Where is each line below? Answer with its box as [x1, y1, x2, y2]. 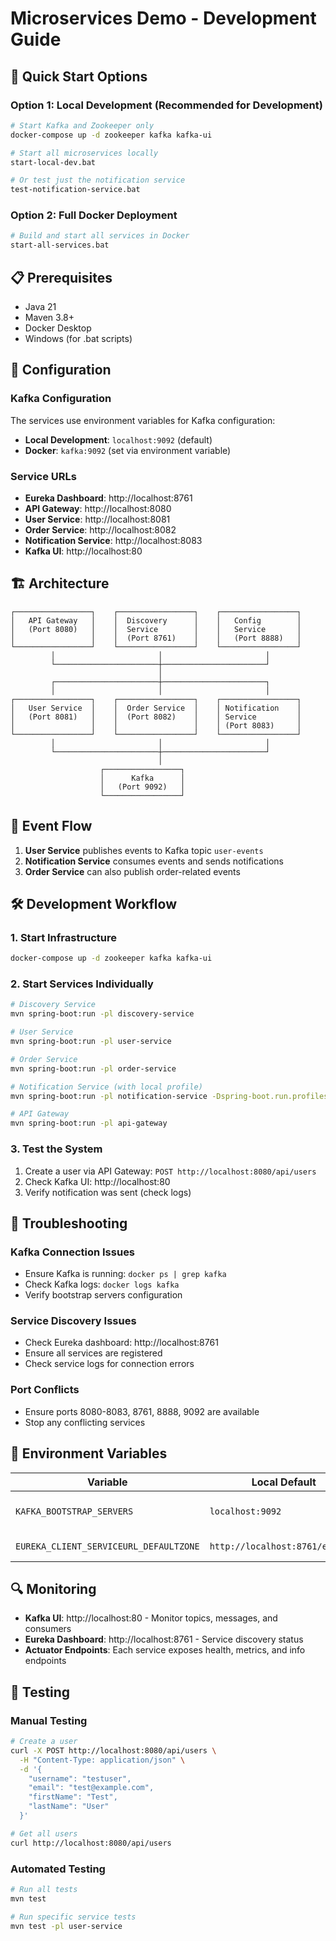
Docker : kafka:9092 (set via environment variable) [24, 444, 232, 456]
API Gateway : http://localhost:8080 [24, 502, 172, 514]
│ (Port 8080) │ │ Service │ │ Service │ [10, 624, 302, 634]
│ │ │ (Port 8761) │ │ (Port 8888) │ [10, 633, 302, 643]
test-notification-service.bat [10, 185, 141, 195]
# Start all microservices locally [10, 148, 159, 158]
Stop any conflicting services [24, 1416, 146, 1428]
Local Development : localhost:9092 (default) [24, 433, 213, 446]
